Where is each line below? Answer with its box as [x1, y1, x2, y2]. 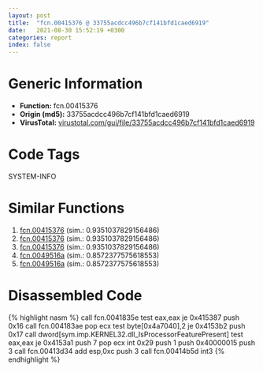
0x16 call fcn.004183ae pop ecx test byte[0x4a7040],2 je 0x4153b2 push [8, 321, 246, 330]
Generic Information [8, 75, 143, 93]
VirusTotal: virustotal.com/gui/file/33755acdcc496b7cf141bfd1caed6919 [19, 118, 255, 127]
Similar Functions [8, 199, 124, 217]
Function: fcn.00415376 [19, 101, 98, 111]
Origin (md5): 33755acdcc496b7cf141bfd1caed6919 [19, 110, 191, 119]
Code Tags [8, 145, 80, 163]
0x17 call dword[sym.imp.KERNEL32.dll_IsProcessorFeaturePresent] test [8, 329, 244, 339]
